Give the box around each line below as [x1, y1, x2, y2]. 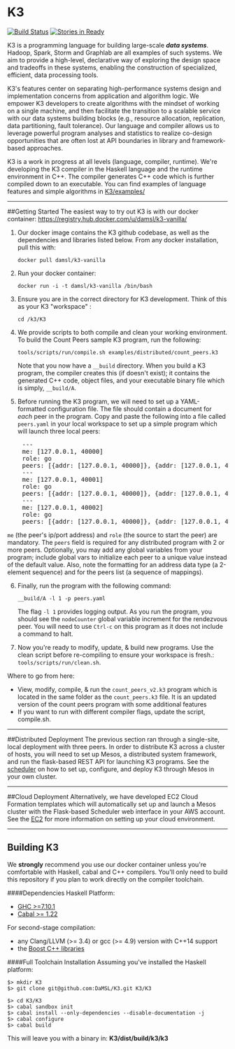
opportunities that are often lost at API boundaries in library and [7, 136, 191, 144]
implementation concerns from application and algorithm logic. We [7, 92, 199, 100]
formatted [17, 404, 47, 413]
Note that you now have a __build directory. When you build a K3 [17, 361, 206, 370]
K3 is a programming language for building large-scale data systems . [7, 41, 208, 49]
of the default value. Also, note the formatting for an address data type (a [7, 560, 218, 569]
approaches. [27, 144, 63, 152]
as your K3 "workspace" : [17, 302, 92, 310]
